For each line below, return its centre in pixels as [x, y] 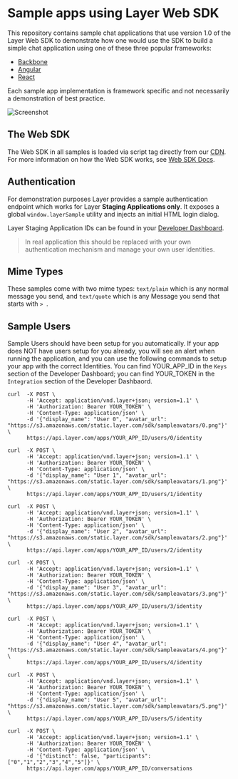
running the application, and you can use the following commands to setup [117, 358]
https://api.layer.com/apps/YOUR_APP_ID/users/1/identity [114, 494]
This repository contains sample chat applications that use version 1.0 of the [119, 33]
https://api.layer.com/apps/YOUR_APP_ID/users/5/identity [114, 719]
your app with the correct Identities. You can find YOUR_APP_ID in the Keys [117, 366]
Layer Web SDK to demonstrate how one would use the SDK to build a [110, 40]
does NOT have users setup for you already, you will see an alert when [111, 351]
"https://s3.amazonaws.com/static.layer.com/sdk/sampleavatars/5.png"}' [118, 706]
